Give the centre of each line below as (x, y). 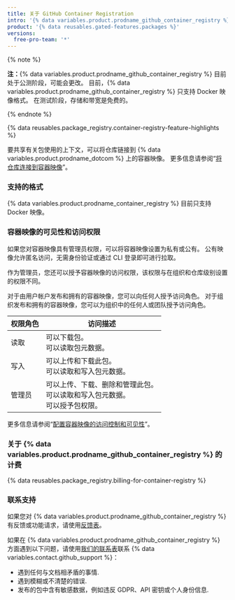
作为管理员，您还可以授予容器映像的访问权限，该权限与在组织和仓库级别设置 (117, 272)
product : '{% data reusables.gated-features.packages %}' (93, 27)
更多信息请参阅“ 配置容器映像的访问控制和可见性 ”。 (80, 424)
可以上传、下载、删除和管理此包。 (102, 384)
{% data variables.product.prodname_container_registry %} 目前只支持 (109, 203)
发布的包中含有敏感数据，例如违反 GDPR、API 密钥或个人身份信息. (113, 590)
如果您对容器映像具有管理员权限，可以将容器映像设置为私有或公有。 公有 (112, 248)
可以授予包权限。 (74, 405)
